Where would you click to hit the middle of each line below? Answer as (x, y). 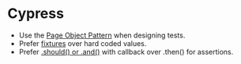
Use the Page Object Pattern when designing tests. (102, 35)
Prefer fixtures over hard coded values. (83, 43)
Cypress (36, 14)
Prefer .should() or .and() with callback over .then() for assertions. (126, 52)
